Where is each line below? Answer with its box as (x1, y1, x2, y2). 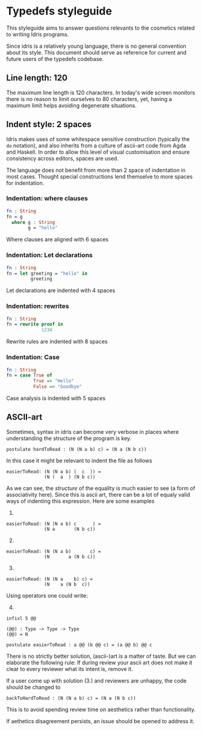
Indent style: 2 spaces (6, 119, 92, 129)
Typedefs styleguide (6, 4, 113, 18)
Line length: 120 (6, 73, 68, 83)
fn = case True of (6, 372, 52, 379)
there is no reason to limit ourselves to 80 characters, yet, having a (6, 95, 172, 102)
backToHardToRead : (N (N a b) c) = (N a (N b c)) (6, 695, 136, 701)
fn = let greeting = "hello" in (6, 270, 87, 277)
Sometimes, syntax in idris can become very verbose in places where (6, 428, 179, 435)
